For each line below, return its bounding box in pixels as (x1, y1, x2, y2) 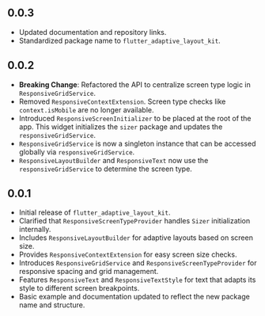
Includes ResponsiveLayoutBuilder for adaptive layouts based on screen (18, 233, 254, 242)
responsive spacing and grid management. (18, 267, 159, 276)
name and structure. (18, 300, 85, 310)
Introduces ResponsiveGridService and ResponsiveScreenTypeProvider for (18, 258, 257, 268)
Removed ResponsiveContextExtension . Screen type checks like (18, 97, 226, 106)
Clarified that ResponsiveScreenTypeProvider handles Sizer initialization (18, 216, 251, 226)
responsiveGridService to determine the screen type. (18, 164, 193, 173)
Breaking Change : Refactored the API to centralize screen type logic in (18, 79, 251, 89)
